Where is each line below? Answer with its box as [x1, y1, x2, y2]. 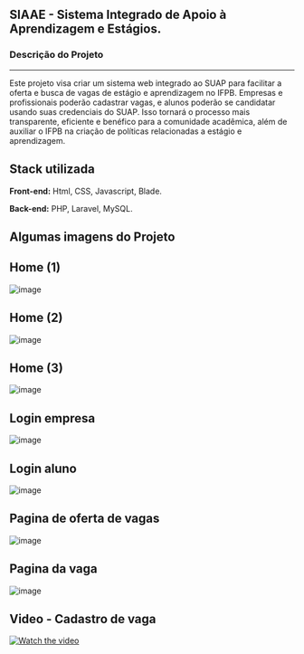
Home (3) [9, 360, 63, 375]
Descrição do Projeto [9, 49, 104, 62]
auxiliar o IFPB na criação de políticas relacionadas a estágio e [9, 126, 242, 137]
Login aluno [9, 460, 77, 476]
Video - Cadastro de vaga [9, 611, 157, 627]
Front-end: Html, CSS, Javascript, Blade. [9, 185, 163, 196]
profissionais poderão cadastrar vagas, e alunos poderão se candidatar [9, 97, 276, 108]
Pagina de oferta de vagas [9, 511, 160, 526]
